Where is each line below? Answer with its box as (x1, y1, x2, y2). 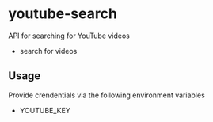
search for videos (19, 46, 78, 55)
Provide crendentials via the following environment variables (8, 90, 206, 100)
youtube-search (8, 5, 117, 23)
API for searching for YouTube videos (8, 31, 131, 40)
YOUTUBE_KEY (19, 105, 71, 115)
